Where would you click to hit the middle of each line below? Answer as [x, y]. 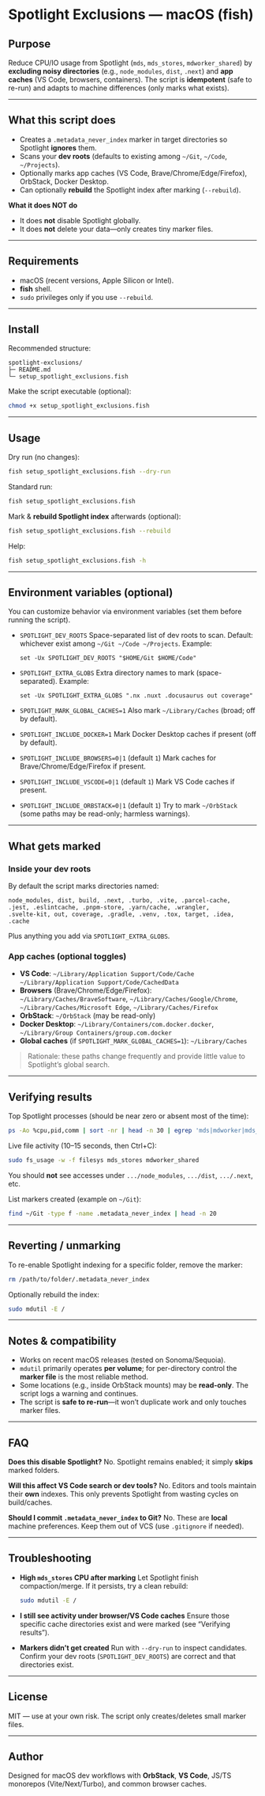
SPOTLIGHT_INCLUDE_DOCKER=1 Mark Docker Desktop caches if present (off [138, 735]
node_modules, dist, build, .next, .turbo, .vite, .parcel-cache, [119, 901]
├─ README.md [30, 370]
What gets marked [54, 846]
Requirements [43, 262]
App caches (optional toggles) [67, 957]
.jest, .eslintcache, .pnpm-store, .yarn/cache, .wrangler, [109, 908]
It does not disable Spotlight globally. [80, 220]
